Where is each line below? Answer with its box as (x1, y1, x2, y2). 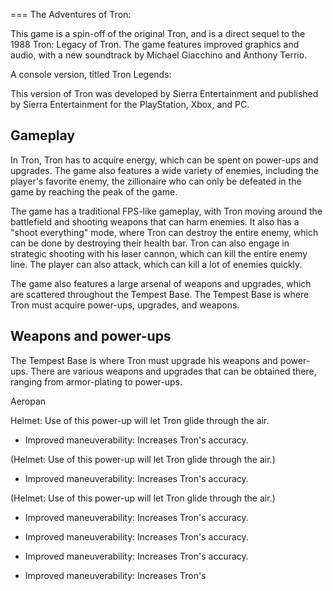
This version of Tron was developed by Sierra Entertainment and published (10, 88, 319, 99)
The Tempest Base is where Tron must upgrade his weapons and (10, 354, 278, 366)
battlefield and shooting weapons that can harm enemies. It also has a (10, 215, 300, 228)
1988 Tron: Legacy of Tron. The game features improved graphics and (10, 39, 300, 50)
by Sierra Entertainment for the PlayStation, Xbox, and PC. (10, 99, 250, 110)
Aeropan (10, 395, 47, 407)
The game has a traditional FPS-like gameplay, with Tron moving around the (10, 205, 323, 217)
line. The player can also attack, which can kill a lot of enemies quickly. (10, 258, 303, 270)
